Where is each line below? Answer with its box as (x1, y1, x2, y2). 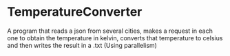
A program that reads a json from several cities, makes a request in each (7, 27, 213, 35)
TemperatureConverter (7, 4, 143, 20)
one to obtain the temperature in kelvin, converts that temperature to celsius (7, 33, 223, 42)
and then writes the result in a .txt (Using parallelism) (7, 41, 157, 49)
